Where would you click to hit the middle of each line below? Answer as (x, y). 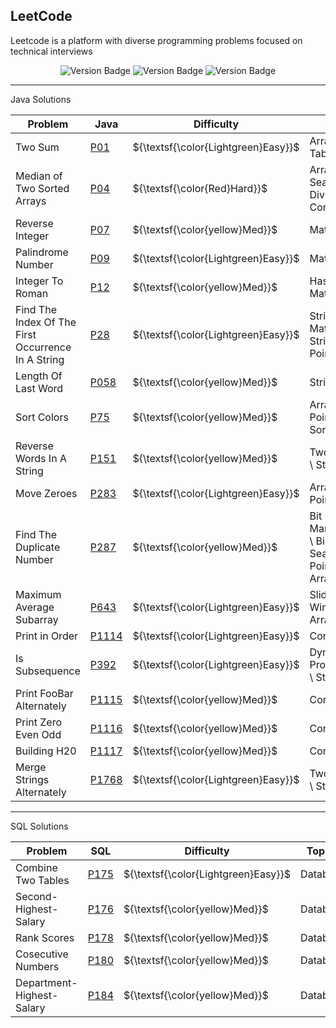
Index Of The (46, 322)
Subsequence (48, 671)
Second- (36, 896)
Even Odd (38, 734)
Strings (32, 779)
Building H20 (46, 751)
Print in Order (47, 636)
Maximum (38, 594)
